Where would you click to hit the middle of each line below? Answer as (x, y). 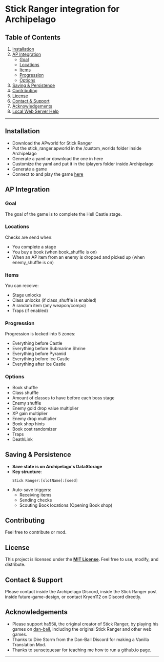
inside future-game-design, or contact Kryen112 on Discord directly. (73, 597)
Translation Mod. (29, 644)
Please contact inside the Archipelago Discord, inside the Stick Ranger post (81, 591)
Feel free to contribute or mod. (36, 532)
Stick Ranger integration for (62, 9)
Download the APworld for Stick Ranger (52, 143)
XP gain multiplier (30, 413)
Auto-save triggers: (32, 490)
